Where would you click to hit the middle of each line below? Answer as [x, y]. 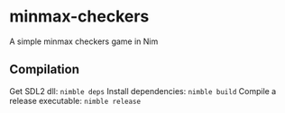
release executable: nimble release [75, 100]
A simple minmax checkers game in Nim [84, 41]
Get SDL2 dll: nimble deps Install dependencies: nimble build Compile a [143, 91]
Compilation [44, 70]
